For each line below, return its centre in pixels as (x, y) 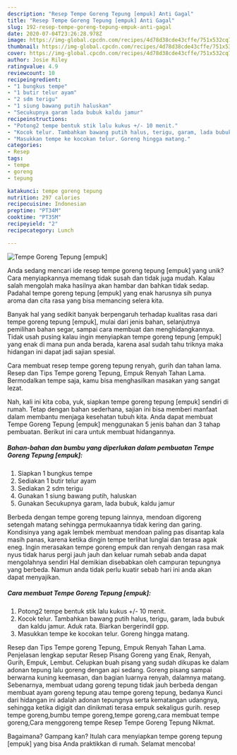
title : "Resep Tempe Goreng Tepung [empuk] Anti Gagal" (91, 21)
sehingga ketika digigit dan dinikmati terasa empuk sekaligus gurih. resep (114, 707)
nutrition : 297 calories (44, 198)
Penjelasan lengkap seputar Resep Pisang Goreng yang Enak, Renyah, (109, 655)
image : (17, 40)
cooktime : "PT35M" (34, 217)
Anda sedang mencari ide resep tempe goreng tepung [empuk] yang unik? (116, 270)
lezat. (15, 388)
